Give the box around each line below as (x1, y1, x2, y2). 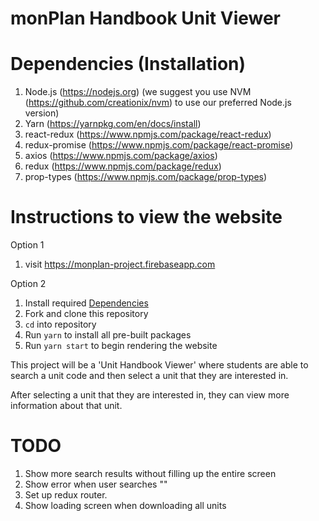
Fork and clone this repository (24, 308, 149, 320)
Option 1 (10, 239, 45, 251)
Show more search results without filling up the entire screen (24, 468, 277, 479)
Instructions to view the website (10, 206, 283, 229)
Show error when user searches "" (24, 478, 168, 490)
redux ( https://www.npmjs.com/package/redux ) (24, 160, 222, 172)
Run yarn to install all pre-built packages (24, 329, 192, 341)
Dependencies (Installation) (10, 53, 247, 76)
